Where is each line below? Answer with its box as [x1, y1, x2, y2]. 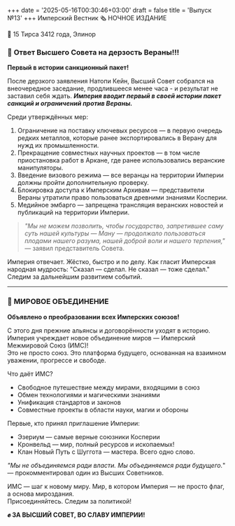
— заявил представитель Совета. [24, 244, 124, 253]
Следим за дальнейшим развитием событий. [7, 272, 143, 281]
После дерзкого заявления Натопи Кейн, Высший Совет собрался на [7, 77, 215, 85]
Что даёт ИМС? [7, 369, 54, 378]
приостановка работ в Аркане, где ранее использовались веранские [17, 156, 225, 165]
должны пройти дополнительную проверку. [17, 179, 149, 187]
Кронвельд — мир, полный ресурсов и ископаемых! [17, 440, 175, 448]
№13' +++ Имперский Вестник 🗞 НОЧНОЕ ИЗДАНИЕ [7, 14, 167, 22]
